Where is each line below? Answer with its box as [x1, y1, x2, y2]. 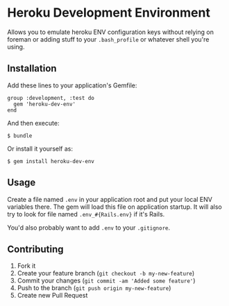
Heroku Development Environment [7, 5, 210, 21]
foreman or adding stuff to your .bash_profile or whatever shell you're [7, 35, 210, 43]
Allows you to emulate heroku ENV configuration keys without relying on [7, 28, 214, 36]
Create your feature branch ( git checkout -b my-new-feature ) [17, 269, 195, 278]
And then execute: [7, 119, 60, 127]
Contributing [7, 243, 64, 255]
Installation [7, 62, 57, 74]
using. [7, 42, 25, 51]
